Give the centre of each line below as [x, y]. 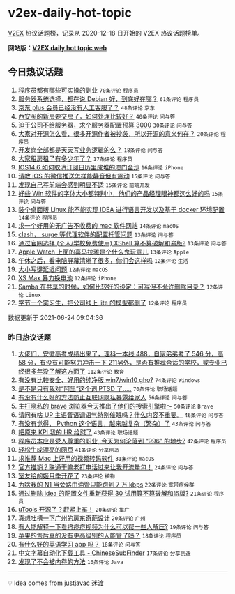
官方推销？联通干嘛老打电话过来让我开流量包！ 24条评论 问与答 [106, 467]
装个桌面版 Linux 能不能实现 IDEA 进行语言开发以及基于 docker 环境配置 [121, 209]
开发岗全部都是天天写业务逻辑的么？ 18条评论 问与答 [90, 150]
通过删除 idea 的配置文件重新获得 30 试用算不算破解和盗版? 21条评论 [115, 494]
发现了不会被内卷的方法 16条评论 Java [71, 562]
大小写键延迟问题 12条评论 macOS [63, 269]
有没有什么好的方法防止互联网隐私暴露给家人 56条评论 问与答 [103, 397]
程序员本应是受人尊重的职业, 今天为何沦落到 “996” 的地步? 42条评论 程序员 [122, 441]
